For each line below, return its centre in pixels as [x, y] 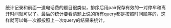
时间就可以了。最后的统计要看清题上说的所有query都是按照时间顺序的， [85, 14]
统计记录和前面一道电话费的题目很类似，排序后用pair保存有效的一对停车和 [83, 7]
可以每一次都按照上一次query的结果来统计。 [61, 20]
